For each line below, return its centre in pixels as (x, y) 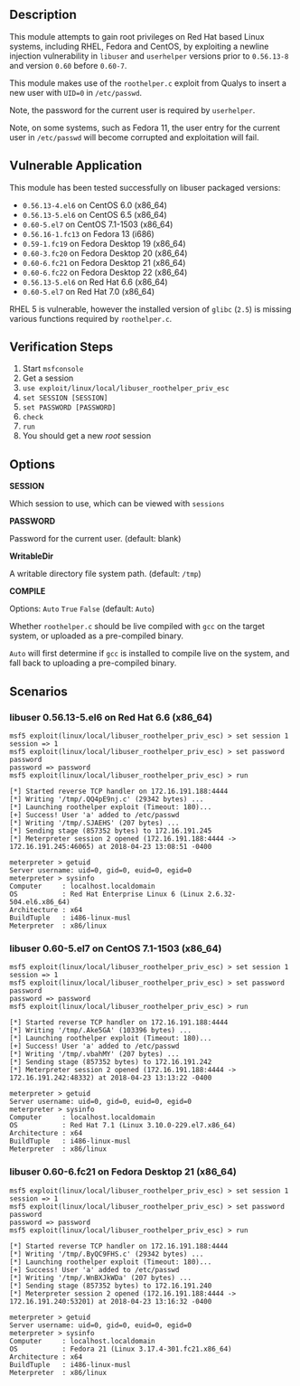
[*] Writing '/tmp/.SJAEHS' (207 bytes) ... (94, 823)
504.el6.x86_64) (40, 902)
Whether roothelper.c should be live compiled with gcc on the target (137, 627)
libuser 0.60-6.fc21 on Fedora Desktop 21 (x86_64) (123, 1172)
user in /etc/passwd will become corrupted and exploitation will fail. (134, 137)
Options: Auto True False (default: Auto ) (82, 608)
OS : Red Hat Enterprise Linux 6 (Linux (107, 894)
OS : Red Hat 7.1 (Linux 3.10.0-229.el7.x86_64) (123, 1126)
